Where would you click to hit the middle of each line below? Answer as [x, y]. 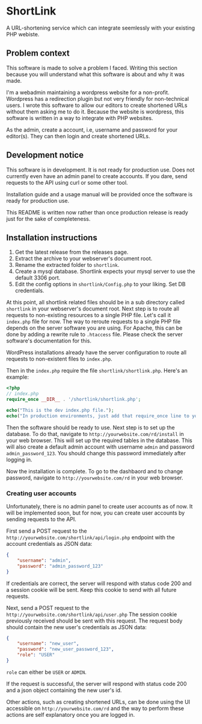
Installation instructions [52, 238]
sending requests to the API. [41, 519]
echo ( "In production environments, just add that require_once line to [98, 416]
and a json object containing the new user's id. [64, 690]
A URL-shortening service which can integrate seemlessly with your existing [101, 28]
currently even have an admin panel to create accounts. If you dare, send [97, 176]
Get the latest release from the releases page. [72, 252]
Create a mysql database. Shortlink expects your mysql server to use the [105, 271]
